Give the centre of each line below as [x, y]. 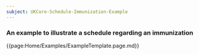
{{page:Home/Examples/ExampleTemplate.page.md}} [73, 45]
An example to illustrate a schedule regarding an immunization [100, 32]
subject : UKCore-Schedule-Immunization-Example [67, 12]
